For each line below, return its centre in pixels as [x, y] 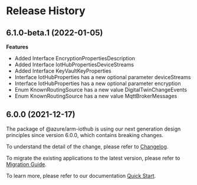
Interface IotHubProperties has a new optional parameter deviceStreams [103, 77]
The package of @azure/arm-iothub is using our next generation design [93, 129]
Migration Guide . [27, 164]
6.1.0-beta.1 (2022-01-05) [55, 33]
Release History [46, 11]
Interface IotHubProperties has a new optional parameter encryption [98, 83]
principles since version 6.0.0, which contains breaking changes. [85, 135]
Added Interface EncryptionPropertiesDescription [75, 58]
